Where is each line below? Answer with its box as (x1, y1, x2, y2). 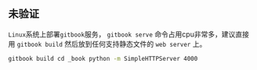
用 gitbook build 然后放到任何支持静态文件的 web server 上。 (8, 39, 207, 48)
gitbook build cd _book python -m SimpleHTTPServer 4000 (8, 54, 198, 62)
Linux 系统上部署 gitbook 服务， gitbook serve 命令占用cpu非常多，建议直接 (8, 30, 249, 39)
